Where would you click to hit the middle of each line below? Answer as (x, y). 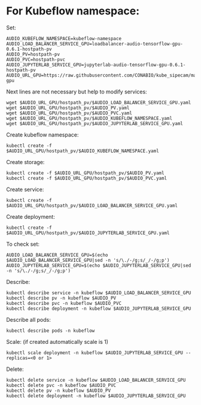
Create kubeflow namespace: (42, 135)
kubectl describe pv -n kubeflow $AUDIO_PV (61, 298)
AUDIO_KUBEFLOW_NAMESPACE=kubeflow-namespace (64, 38)
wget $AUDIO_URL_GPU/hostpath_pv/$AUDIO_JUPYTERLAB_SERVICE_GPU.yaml (95, 123)
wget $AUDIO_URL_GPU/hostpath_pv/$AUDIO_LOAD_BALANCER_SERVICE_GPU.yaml (99, 102)
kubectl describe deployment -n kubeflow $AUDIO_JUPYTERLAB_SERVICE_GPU (99, 309)
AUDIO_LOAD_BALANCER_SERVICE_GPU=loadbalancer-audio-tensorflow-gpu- (95, 44)
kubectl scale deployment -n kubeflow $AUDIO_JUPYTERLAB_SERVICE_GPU (95, 353)
